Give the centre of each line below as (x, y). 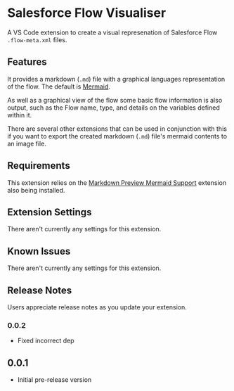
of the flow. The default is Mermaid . (59, 86)
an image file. (27, 143)
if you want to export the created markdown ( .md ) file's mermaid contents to (117, 136)
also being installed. (36, 190)
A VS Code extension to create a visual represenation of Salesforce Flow (112, 32)
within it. (20, 115)
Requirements (39, 166)
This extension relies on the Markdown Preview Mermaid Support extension (117, 182)
